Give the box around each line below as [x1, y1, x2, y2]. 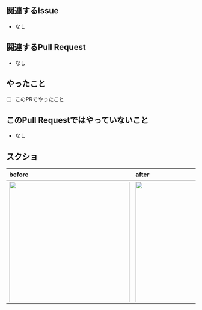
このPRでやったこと [14, 96, 64, 103]
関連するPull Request [6, 42, 86, 52]
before [9, 170, 29, 179]
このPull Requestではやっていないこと [6, 115, 149, 125]
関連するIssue [6, 5, 59, 16]
